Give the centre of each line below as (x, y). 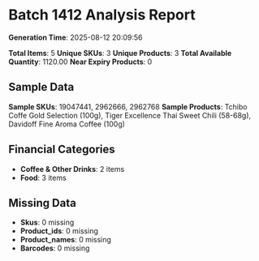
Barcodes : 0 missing (55, 248)
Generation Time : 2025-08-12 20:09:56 (76, 37)
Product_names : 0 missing (66, 240)
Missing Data (43, 203)
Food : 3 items (43, 178)
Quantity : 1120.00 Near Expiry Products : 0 (80, 62)
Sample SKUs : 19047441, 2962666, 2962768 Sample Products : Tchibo (128, 106)
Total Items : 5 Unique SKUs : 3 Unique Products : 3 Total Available (120, 53)
